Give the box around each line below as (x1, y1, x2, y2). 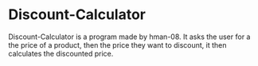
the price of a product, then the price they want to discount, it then (8, 40, 227, 49)
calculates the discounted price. (8, 49, 114, 58)
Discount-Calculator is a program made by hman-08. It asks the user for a (8, 32, 251, 41)
